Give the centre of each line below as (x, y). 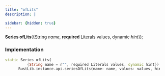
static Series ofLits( (28, 60)
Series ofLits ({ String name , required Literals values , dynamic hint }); (74, 37)
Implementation (25, 50)
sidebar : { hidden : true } (30, 23)
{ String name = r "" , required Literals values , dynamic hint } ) (93, 64)
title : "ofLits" (22, 10)
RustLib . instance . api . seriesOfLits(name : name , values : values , (85, 69)
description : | (21, 14)
